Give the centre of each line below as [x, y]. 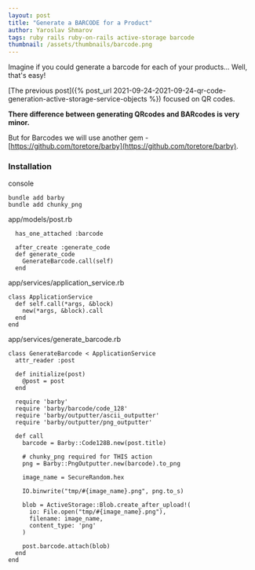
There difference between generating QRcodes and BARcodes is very [124, 114]
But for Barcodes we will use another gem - [78, 138]
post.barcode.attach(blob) [66, 546]
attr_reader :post [46, 361]
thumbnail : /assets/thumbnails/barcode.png [80, 45]
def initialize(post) [51, 374]
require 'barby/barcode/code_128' [71, 409]
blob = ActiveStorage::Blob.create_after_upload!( [107, 505]
